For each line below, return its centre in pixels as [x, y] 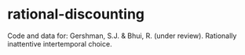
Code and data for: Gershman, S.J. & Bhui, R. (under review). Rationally [122, 36]
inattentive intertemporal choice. [60, 43]
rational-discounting [76, 14]
